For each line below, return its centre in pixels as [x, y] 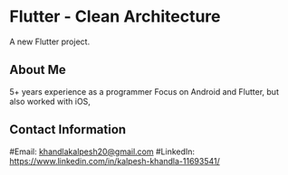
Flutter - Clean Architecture [115, 17]
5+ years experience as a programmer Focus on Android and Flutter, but [144, 91]
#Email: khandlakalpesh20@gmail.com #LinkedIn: [102, 152]
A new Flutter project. [50, 41]
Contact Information [68, 129]
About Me [38, 70]
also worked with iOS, [50, 101]
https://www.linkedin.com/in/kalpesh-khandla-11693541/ [115, 161]
